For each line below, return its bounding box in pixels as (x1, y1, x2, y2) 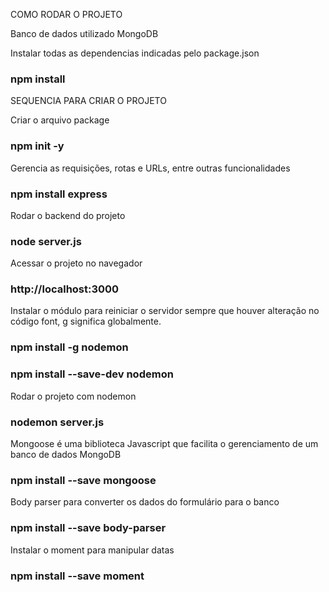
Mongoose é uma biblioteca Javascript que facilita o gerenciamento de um (10, 438, 319, 449)
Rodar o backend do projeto (10, 209, 126, 221)
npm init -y (10, 139, 65, 153)
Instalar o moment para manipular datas (10, 544, 175, 556)
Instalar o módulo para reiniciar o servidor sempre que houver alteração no (10, 305, 320, 317)
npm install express (10, 187, 108, 201)
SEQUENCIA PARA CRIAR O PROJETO (10, 95, 167, 107)
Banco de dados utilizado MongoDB (10, 28, 159, 39)
